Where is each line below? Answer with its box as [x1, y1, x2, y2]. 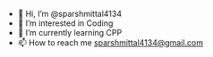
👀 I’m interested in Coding [17, 18, 114, 28]
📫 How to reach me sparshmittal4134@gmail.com [17, 37, 204, 48]
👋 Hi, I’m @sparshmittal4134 [17, 9, 123, 19]
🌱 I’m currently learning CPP [17, 28, 123, 37]
